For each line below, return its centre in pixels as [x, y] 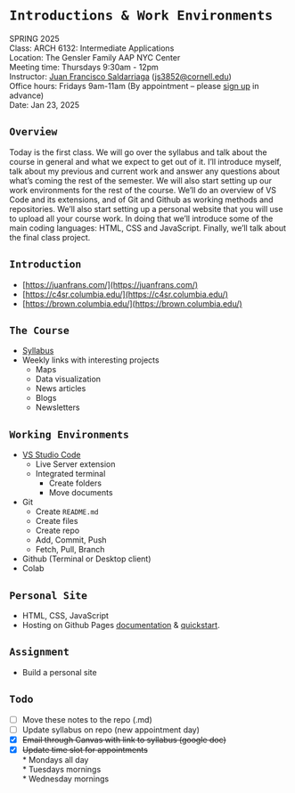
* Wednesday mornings [66, 779]
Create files [57, 521]
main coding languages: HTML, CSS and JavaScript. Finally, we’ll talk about [148, 228]
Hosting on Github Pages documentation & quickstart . [121, 625]
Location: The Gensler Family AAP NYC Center [95, 57]
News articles [61, 388]
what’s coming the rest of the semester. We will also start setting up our [141, 180]
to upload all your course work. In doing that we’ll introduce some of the [141, 218]
